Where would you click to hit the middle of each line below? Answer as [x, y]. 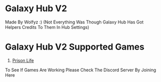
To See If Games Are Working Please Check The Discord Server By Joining [81, 70]
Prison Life [23, 60]
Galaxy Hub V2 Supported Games [75, 47]
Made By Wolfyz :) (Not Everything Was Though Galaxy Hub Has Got [74, 22]
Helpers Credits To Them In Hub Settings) [47, 27]
